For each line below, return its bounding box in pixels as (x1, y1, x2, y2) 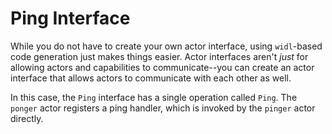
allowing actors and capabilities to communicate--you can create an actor (10, 61, 315, 73)
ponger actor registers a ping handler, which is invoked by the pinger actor (10, 102, 316, 114)
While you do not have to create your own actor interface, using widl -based (10, 40, 323, 52)
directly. (10, 112, 44, 124)
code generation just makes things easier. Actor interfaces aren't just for (10, 50, 309, 62)
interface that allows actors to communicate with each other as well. (10, 72, 292, 84)
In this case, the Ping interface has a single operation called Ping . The (10, 91, 298, 103)
